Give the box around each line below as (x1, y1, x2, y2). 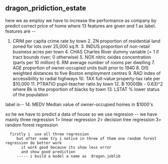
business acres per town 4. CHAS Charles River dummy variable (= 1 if (12, 48, 159, 54)
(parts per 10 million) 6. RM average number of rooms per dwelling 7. (12, 59, 155, 65)
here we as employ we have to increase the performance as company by (5, 17, 157, 23)
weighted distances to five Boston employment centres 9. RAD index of (12, 70, 161, 76)
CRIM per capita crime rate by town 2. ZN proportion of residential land (12, 38, 160, 44)
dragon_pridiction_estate (5, 4, 87, 13)
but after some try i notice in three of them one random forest (16, 136, 157, 141)
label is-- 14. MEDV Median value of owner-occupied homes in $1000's (5, 101, 153, 107)
